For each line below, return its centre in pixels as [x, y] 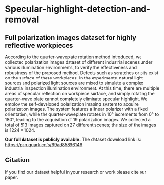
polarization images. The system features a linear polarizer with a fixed [77, 109]
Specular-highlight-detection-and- [78, 9]
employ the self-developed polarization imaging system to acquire [72, 104]
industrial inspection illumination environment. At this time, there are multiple [82, 88]
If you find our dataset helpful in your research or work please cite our [76, 172]
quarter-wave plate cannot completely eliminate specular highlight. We [76, 99]
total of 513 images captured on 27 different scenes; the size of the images [81, 125]
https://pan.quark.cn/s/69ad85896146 [44, 145]
